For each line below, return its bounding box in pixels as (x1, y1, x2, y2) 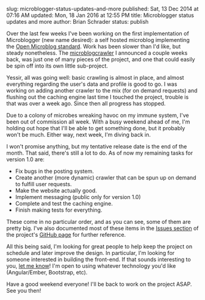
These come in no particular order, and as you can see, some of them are (6, 218, 191, 225)
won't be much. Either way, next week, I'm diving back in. (6, 131, 151, 138)
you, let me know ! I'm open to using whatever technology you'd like (6, 262, 176, 270)
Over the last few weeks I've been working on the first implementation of (6, 30, 189, 37)
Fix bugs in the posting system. (15, 167, 95, 175)
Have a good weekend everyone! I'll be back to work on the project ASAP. (6, 281, 192, 288)
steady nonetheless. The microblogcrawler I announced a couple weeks (6, 49, 188, 57)
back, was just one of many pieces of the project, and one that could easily (6, 56, 195, 63)
